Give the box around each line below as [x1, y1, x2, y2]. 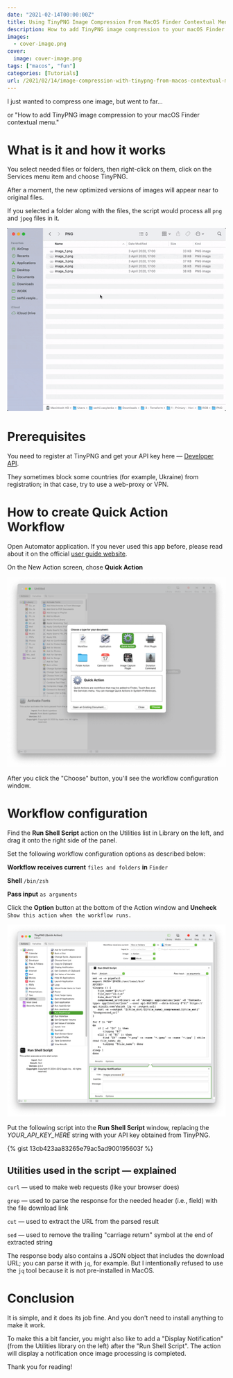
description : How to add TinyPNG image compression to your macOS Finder [7, 26, 225, 33]
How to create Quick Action [7, 504, 169, 520]
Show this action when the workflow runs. [7, 912, 132, 919]
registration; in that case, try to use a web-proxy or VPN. [7, 480, 169, 489]
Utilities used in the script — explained [7, 1164, 177, 1177]
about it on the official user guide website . [7, 549, 128, 558]
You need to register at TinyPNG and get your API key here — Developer [7, 452, 214, 460]
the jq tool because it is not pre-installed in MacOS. [7, 1266, 155, 1275]
